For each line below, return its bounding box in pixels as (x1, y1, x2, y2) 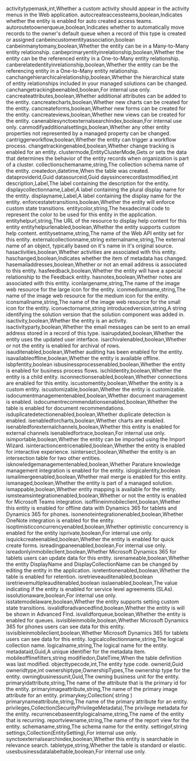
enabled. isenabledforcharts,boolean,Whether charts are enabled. (6, 417, 165, 424)
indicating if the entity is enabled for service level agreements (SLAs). (6, 586, 174, 592)
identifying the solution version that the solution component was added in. (6, 311, 185, 318)
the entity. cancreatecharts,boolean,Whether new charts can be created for (6, 99, 188, 105)
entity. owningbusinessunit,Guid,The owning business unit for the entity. (6, 673, 180, 680)
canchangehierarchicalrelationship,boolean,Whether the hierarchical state (6, 73, 185, 81)
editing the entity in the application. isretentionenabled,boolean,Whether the (6, 567, 190, 574)
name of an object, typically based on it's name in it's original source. (6, 242, 174, 249)
